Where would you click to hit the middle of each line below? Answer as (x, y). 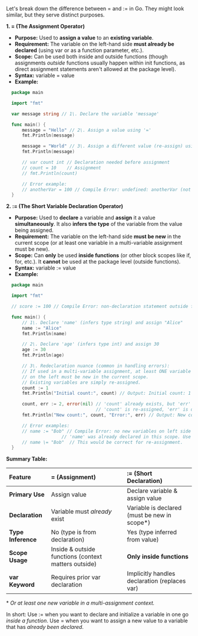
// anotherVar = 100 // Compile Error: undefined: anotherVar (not (106, 189)
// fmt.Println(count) (49, 173)
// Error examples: (45, 426)
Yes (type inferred (152, 533)
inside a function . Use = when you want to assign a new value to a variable (97, 621)
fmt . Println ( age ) (43, 355)
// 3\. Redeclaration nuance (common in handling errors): (95, 366)
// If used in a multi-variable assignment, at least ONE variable (106, 371)
